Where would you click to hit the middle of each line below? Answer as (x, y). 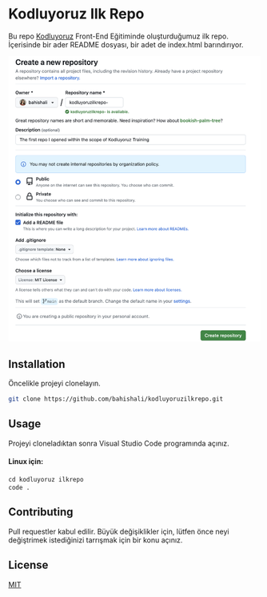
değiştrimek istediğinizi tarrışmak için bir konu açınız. (96, 540)
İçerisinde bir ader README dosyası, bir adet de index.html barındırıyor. (126, 44)
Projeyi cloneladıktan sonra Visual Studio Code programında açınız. (119, 443)
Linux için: (26, 462)
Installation (37, 364)
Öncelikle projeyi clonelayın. (55, 383)
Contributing (41, 512)
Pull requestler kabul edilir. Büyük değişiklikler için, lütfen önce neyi (119, 531)
